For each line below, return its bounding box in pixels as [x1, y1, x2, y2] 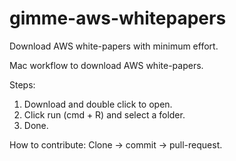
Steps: [9, 78, 36, 91]
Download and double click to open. [23, 98, 173, 110]
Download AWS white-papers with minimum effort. [9, 40, 219, 52]
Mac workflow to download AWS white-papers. [9, 59, 204, 71]
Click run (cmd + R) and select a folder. [23, 108, 186, 121]
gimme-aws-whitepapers [9, 7, 227, 30]
